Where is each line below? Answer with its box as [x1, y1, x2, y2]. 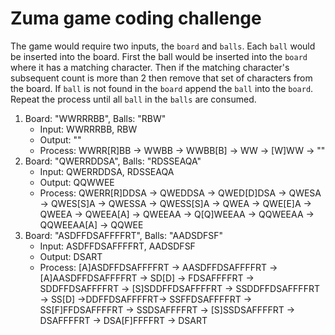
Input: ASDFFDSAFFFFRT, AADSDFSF [39, 240, 196, 252]
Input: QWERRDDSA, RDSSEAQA [39, 165, 175, 177]
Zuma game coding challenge [10, 7, 262, 30]
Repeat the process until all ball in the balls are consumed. [10, 93, 257, 105]
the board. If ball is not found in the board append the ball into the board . [10, 82, 314, 94]
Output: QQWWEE [39, 176, 115, 188]
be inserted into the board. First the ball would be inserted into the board [10, 50, 308, 62]
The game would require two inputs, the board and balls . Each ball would [10, 40, 316, 52]
